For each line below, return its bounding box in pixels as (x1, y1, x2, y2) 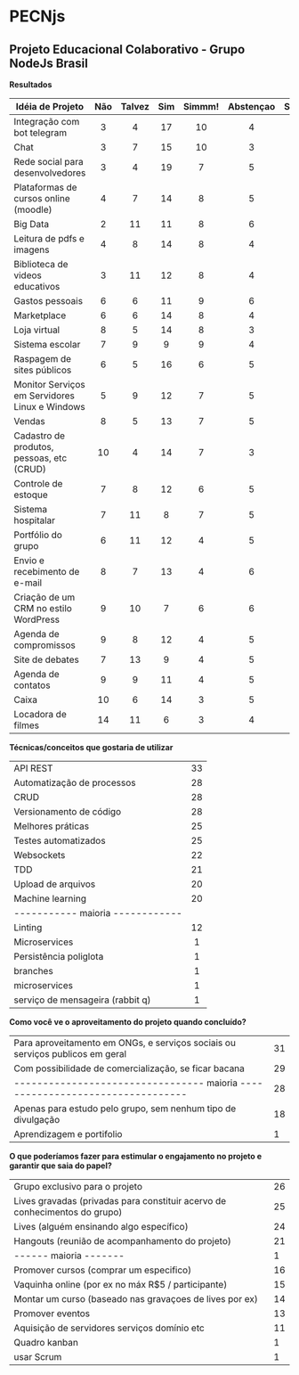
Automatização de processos (13, 777, 136, 789)
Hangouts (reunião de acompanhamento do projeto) (13, 1235, 231, 1247)
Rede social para (13, 156, 84, 168)
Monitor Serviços (13, 379, 86, 390)
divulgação (13, 1114, 61, 1125)
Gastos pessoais (13, 295, 83, 307)
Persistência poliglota (13, 951, 104, 962)
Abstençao (228, 101, 276, 112)
